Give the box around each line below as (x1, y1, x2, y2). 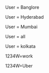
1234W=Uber (5, 63, 33, 68)
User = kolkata (5, 43, 36, 49)
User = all (5, 34, 26, 39)
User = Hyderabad (5, 14, 44, 20)
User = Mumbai (5, 24, 38, 30)
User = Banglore (5, 5, 39, 10)
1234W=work (5, 53, 33, 59)
